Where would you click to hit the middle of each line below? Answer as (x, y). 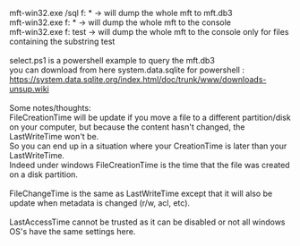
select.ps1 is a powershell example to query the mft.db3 (112, 60)
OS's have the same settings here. (73, 231)
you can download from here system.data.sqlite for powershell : (127, 70)
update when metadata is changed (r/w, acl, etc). (100, 203)
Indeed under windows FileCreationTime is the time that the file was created (150, 165)
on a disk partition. (44, 174)
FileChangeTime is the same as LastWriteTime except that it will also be (141, 193)
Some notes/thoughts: (50, 108)
